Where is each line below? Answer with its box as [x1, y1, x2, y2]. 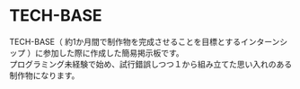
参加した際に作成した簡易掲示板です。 [42, 47, 184, 58]
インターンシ [240, 36, 288, 47]
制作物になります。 [9, 69, 80, 81]
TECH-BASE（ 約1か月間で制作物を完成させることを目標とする [9, 36, 241, 47]
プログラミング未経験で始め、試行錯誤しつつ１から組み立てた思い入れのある [9, 58, 293, 69]
